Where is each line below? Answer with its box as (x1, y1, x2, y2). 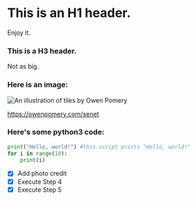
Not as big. (7, 62, 39, 71)
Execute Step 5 (17, 185, 62, 194)
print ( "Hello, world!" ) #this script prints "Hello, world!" (7, 143, 191, 150)
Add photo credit (17, 169, 67, 178)
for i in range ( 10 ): (7, 150, 68, 157)
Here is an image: (7, 80, 68, 90)
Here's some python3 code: (7, 127, 105, 137)
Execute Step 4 (17, 177, 62, 185)
